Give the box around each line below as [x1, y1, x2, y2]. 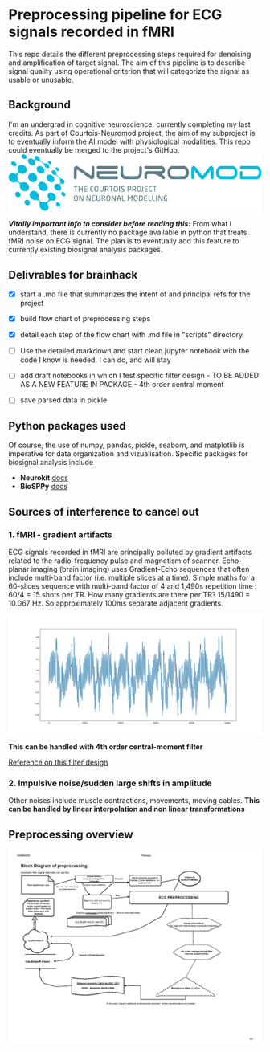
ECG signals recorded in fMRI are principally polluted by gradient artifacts [8, 547, 252, 557]
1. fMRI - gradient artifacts [8, 528, 112, 540]
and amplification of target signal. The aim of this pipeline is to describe [8, 58, 246, 67]
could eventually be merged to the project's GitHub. [8, 145, 180, 154]
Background [8, 98, 71, 112]
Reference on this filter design [8, 757, 108, 768]
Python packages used [8, 419, 126, 433]
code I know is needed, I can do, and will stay [19, 355, 171, 365]
